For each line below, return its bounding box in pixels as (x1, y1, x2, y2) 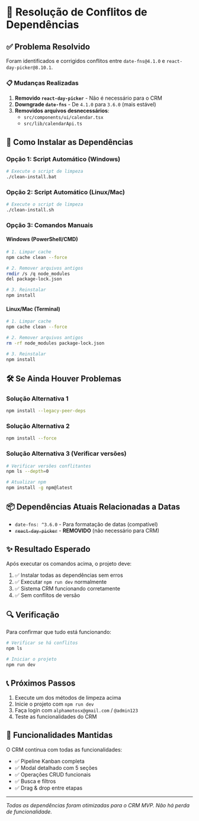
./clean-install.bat (6, 173, 57, 180)
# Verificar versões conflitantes (6, 463, 92, 469)
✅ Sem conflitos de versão (14, 591, 81, 599)
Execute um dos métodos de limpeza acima (14, 694, 121, 701)
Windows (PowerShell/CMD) (6, 236, 78, 243)
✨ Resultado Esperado (6, 544, 91, 554)
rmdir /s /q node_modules (6, 270, 70, 277)
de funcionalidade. (6, 808, 52, 815)
